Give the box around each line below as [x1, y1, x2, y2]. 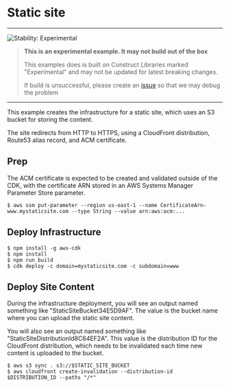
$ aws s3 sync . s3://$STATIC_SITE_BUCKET [7, 362, 130, 369]
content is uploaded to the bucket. [7, 349, 104, 357]
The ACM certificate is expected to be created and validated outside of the [7, 173, 218, 182]
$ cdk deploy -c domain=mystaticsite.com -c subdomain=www [7, 263, 179, 269]
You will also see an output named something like [7, 327, 146, 335]
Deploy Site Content [7, 281, 94, 293]
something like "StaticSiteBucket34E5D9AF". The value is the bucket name [7, 306, 218, 315]
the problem [23, 88, 59, 97]
